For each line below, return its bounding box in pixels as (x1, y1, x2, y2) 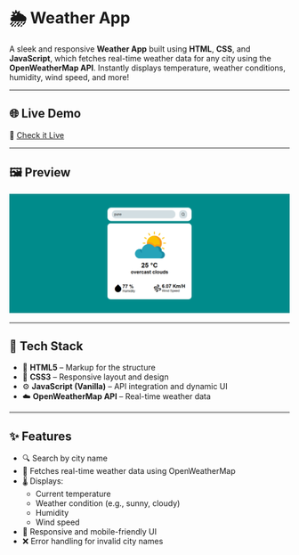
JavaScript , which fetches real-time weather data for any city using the (9, 53, 271, 63)
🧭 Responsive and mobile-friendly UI (21, 526, 158, 537)
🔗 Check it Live (9, 129, 65, 140)
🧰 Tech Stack (9, 339, 84, 354)
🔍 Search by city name (21, 453, 109, 464)
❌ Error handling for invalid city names (21, 536, 164, 547)
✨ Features (9, 428, 72, 444)
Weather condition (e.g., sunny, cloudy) (35, 498, 181, 509)
